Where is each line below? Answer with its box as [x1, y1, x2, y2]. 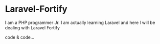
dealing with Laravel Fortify [5, 24, 60, 30]
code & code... [5, 34, 35, 40]
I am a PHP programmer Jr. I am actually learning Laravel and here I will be [5, 20, 156, 25]
